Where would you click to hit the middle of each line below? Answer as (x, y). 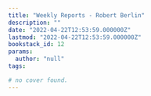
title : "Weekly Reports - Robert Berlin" (77, 15)
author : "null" (40, 59)
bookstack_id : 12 (36, 44)
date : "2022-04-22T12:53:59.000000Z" (70, 30)
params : (21, 52)
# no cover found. (38, 80)
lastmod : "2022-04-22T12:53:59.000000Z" (75, 37)
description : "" (34, 23)
